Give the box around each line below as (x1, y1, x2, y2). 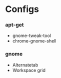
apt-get (5, 21, 24, 28)
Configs (5, 3, 39, 15)
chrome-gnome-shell (12, 38, 56, 44)
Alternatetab (12, 61, 38, 68)
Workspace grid (12, 67, 46, 73)
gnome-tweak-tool (12, 32, 51, 38)
